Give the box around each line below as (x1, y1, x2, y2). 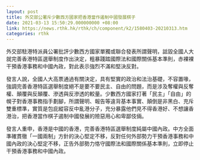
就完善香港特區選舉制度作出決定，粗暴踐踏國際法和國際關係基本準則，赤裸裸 (6, 55, 194, 62)
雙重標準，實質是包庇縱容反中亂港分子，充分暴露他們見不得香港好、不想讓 (6, 105, 189, 112)
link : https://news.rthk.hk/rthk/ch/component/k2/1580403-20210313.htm (6, 25, 187, 32)
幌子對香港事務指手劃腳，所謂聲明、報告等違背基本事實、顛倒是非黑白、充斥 (6, 98, 194, 105)
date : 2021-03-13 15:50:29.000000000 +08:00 (6, 20, 118, 26)
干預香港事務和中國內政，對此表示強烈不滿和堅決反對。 (6, 63, 142, 70)
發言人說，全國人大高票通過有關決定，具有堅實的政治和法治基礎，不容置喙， (6, 76, 194, 83)
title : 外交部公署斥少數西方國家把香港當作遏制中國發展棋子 (6, 14, 136, 20)
